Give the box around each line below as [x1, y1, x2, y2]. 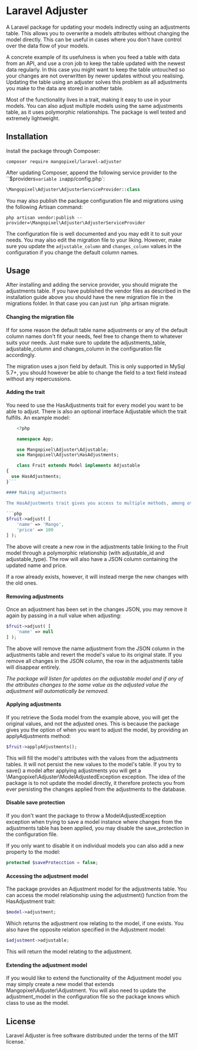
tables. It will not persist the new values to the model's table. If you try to [6, 760, 182, 767]
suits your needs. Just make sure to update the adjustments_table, [6, 339, 167, 346]
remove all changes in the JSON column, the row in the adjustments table [6, 657, 184, 664]
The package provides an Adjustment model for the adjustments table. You [6, 885, 187, 892]
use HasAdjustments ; [11, 474, 62, 480]
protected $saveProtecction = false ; [6, 860, 98, 866]
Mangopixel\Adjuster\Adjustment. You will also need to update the [6, 987, 166, 994]
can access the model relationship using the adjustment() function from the [6, 892, 188, 899]
